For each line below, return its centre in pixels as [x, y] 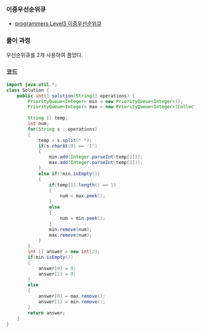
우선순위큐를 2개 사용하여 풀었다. [45, 55]
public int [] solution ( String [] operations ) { [76, 96]
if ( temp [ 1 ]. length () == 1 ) [83, 185]
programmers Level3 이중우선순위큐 [58, 24]
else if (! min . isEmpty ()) [69, 174]
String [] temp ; [48, 118]
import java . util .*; [32, 84]
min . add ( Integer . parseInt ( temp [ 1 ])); [96, 157]
